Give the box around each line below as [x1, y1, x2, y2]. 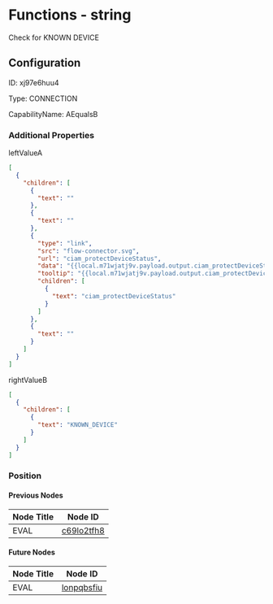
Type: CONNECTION [8, 93, 78, 103]
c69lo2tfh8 [61, 524, 106, 536]
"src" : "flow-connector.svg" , [37, 246, 140, 255]
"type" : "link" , [37, 239, 93, 247]
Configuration [8, 56, 81, 70]
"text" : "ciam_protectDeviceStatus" [51, 292, 176, 300]
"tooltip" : [37, 270, 75, 278]
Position [8, 470, 42, 481]
